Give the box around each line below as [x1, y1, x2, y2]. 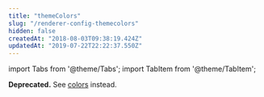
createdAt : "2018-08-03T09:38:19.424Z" [8, 34, 143, 43]
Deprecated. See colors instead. [8, 80, 117, 90]
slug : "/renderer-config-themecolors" [8, 19, 139, 27]
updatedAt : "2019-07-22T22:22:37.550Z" [8, 42, 143, 50]
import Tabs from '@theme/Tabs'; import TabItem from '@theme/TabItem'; [8, 64, 257, 74]
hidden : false [8, 27, 57, 35]
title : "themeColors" [8, 11, 82, 20]
